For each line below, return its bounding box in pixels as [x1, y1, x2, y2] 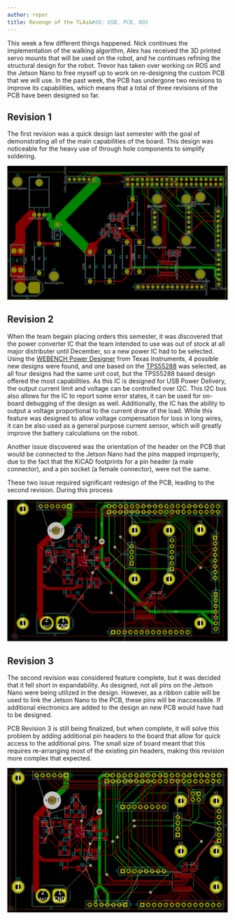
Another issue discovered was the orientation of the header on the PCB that [7, 442, 226, 451]
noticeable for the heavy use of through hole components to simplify [7, 144, 205, 153]
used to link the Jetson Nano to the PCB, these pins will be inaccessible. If [7, 695, 221, 704]
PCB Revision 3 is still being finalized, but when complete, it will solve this [7, 724, 220, 732]
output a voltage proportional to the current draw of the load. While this [7, 406, 213, 414]
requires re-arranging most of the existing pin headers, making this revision [7, 746, 225, 755]
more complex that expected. [7, 753, 92, 762]
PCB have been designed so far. [7, 91, 100, 99]
